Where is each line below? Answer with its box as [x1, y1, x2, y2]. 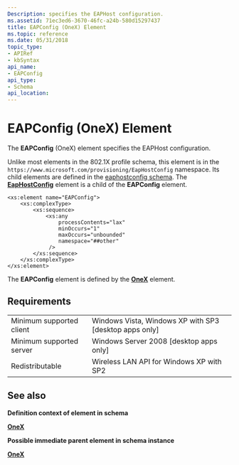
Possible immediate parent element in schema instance [7, 436, 175, 444]
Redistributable [11, 360, 62, 370]
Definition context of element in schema [7, 408, 129, 417]
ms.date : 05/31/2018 [7, 37, 69, 44]
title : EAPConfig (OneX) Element [7, 23, 107, 31]
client [11, 324, 30, 334]
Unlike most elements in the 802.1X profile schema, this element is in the [7, 158, 220, 166]
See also [7, 390, 46, 402]
